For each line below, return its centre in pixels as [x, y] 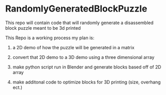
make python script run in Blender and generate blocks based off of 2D [87, 67]
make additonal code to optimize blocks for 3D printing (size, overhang [87, 82]
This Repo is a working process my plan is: [50, 38]
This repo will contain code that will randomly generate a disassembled [79, 23]
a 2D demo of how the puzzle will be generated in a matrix [73, 47]
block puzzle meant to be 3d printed [43, 28]
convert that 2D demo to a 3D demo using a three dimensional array [84, 57]
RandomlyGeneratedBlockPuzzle [76, 9]
